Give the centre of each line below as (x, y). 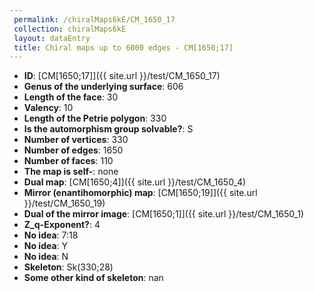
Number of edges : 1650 (73, 150)
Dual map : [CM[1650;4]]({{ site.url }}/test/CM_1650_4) (135, 182)
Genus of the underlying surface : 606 (103, 87)
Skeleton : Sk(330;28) (68, 267)
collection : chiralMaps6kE (70, 29)
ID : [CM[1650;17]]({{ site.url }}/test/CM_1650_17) (122, 76)
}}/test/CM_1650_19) (64, 203)
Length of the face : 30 (71, 97)
